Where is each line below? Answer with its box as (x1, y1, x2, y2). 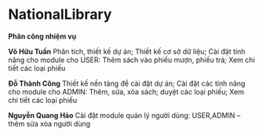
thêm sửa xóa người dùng (8, 119, 91, 128)
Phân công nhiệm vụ (8, 31, 77, 41)
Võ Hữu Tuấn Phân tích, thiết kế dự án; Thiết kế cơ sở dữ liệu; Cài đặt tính (8, 46, 246, 56)
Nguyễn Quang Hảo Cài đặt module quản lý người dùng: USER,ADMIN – (8, 110, 241, 119)
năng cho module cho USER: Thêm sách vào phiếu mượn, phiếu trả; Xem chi (8, 55, 255, 64)
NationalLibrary (8, 6, 112, 24)
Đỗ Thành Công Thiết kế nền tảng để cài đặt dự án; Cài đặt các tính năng (8, 79, 246, 88)
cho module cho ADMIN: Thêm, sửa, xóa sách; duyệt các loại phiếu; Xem (8, 86, 245, 96)
